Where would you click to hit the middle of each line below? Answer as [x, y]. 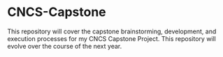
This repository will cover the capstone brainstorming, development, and [112, 31]
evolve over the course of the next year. [65, 46]
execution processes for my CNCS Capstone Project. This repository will [112, 38]
